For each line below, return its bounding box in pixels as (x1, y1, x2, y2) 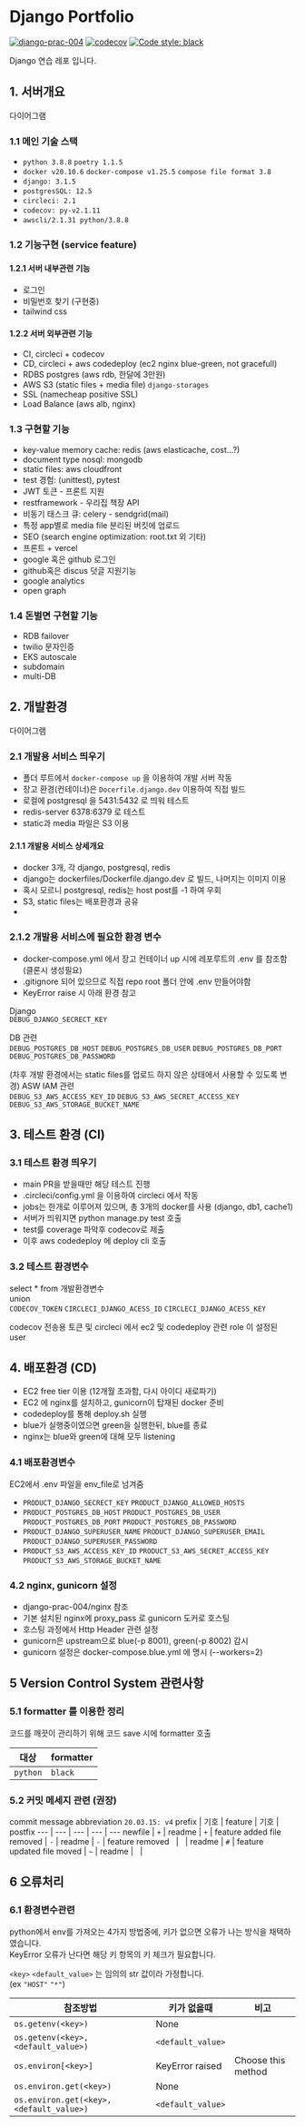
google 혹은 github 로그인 (22, 554, 116, 565)
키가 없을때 (168, 2002, 213, 2014)
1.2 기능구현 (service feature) (9, 238, 138, 251)
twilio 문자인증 (22, 641, 75, 652)
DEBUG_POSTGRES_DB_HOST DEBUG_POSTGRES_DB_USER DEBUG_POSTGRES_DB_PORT (9, 1044, 283, 1053)
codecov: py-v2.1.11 (22, 206, 101, 215)
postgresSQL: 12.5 (22, 187, 93, 196)
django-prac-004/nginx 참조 (22, 1600, 129, 1612)
